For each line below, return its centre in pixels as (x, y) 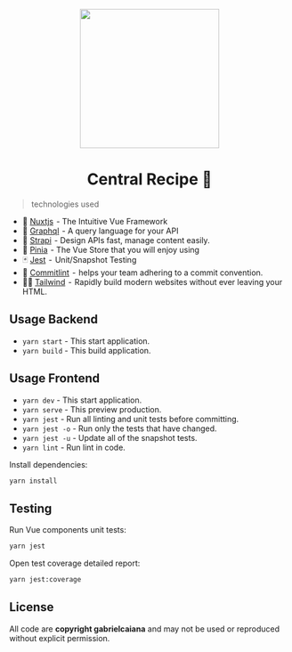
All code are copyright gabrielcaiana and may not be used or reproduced (145, 629)
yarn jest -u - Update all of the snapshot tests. (109, 437)
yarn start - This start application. (86, 341)
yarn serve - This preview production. (92, 409)
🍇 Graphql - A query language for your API (100, 231)
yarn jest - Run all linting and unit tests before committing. (130, 419)
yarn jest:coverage (45, 580)
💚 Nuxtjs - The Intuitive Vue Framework (95, 221)
